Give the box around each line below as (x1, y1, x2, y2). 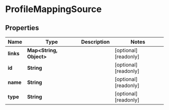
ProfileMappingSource (5, 4, 102, 15)
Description (81, 39, 110, 45)
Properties (5, 24, 39, 32)
